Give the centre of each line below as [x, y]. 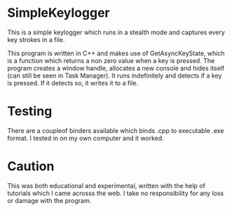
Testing [30, 112]
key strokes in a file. [36, 39]
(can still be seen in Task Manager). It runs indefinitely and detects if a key [115, 76]
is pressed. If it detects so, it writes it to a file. [73, 83]
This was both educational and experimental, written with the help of [106, 185]
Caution [31, 167]
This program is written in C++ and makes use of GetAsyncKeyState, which [116, 53]
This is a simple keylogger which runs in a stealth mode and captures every [116, 32]
